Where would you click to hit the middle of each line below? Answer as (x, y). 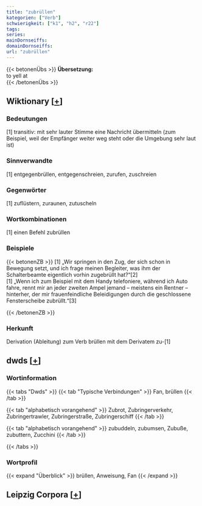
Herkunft (20, 328)
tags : (13, 29)
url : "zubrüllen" (28, 52)
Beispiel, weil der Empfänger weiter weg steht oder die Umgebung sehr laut (101, 139)
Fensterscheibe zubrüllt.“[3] (42, 301)
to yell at (17, 75)
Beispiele (20, 248)
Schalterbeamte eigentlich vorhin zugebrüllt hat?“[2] (72, 274)
